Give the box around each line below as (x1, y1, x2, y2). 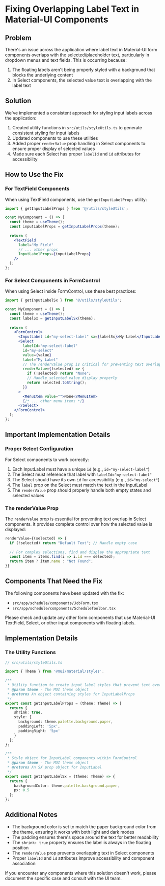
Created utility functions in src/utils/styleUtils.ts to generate (12, 124, 142, 130)
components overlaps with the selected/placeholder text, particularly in (5, 52, 150, 58)
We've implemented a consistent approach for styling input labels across (5, 110, 153, 116)
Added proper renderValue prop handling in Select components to (12, 140, 146, 146)
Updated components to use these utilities (12, 135, 98, 141)
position (12, 845, 29, 850)
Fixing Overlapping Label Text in (5, 3, 139, 15)
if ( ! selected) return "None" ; (27, 371, 91, 376)
